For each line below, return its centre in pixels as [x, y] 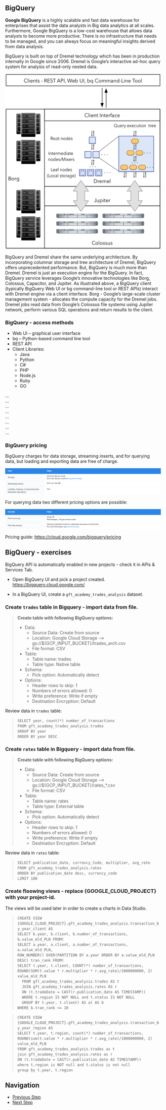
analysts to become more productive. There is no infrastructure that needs [81, 36]
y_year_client [32, 929]
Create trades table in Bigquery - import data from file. [72, 607]
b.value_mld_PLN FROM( [41, 939]
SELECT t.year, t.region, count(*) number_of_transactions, [80, 1033]
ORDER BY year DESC [37, 737]
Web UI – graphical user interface [46, 333]
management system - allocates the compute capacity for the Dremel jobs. [81, 299]
